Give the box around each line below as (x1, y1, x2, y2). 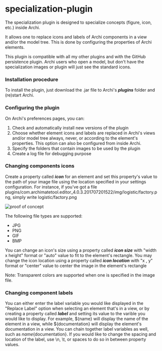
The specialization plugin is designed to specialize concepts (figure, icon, (5, 19, 152, 25)
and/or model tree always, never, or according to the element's (12, 135, 138, 141)
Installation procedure (5, 76, 58, 83)
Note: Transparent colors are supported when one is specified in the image (5, 272, 155, 278)
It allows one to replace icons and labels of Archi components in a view (5, 34, 147, 40)
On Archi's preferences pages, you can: (5, 115, 85, 121)
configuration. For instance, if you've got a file (5, 184, 97, 190)
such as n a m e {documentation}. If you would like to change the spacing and (5, 331, 156, 337)
